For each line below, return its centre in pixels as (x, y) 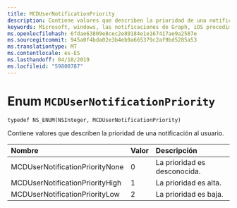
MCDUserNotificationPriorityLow (65, 194)
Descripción (176, 150)
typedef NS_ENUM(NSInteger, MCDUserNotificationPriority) (94, 120)
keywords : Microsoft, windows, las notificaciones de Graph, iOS (105, 27)
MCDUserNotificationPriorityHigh (66, 183)
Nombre (25, 150)
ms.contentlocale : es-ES (44, 54)
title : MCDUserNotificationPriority (61, 14)
